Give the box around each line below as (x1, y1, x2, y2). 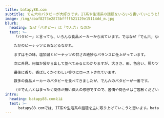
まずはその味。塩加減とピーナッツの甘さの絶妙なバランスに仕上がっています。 (14, 52, 148, 57)
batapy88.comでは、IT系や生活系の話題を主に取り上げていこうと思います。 (18, 105, 150, 110)
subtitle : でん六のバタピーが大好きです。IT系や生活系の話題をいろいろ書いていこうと (5, 12, 158, 17)
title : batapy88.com (5, 7, 47, 12)
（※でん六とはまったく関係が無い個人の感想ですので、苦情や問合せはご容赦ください (14, 87, 159, 93)
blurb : (5, 20, 19, 26)
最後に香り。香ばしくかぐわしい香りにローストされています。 (14, 70, 119, 75)
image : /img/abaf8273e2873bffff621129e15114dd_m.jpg (5, 16, 115, 21)
